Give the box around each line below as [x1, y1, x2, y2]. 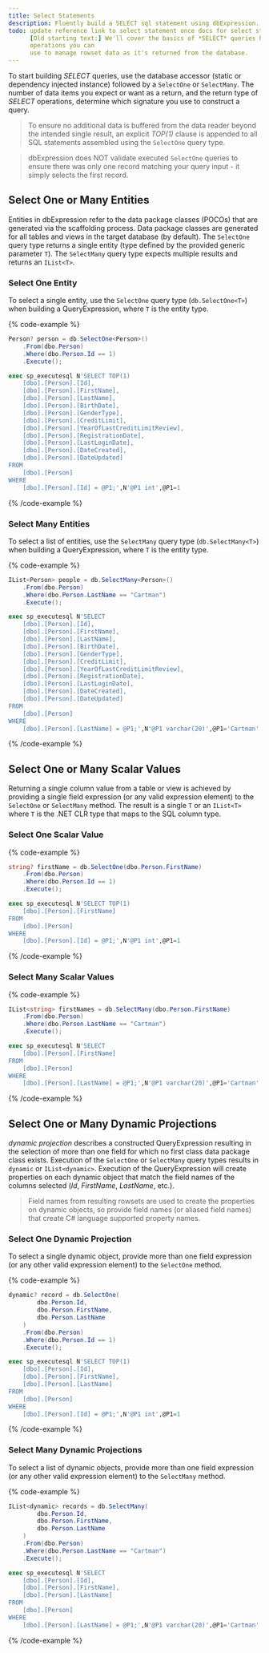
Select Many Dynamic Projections [8, 1445, 143, 1456]
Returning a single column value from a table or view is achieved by [8, 783, 231, 794]
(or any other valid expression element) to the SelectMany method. [8, 1471, 226, 1481]
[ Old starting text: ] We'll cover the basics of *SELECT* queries [29, 34, 256, 42]
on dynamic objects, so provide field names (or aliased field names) [27, 1205, 252, 1214]
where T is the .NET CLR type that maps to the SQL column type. [8, 809, 222, 818]
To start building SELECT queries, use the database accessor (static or [8, 71, 242, 80]
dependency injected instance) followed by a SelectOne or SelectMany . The [8, 79, 255, 89]
